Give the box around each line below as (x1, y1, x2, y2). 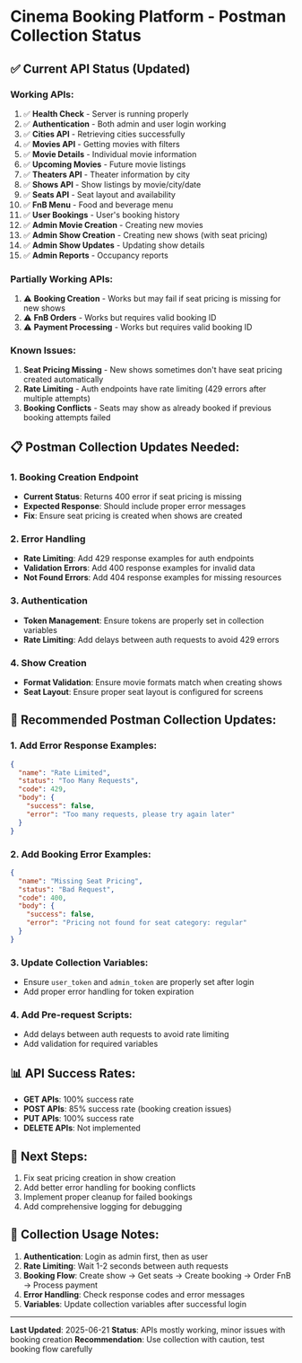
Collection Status (10, 25, 142, 46)
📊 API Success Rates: (10, 1066, 136, 1081)
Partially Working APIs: (10, 272, 114, 285)
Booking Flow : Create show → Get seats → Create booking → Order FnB (22, 1270, 291, 1280)
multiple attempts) (22, 393, 91, 404)
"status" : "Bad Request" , (18, 884, 116, 894)
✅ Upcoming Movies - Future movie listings (22, 159, 186, 170)
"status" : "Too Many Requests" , (18, 777, 140, 786)
